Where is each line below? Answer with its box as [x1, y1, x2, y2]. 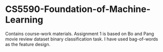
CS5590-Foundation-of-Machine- [5, 3, 151, 15]
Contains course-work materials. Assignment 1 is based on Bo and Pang [5, 30, 154, 36]
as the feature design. [5, 41, 51, 47]
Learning [5, 14, 44, 25]
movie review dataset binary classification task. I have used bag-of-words [5, 36, 158, 42]
